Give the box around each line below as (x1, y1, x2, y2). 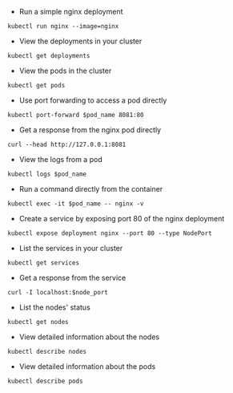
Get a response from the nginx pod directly (18, 125, 162, 135)
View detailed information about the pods (18, 362, 156, 371)
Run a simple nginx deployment (18, 7, 123, 16)
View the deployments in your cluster (18, 36, 143, 46)
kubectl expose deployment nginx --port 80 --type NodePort (7, 229, 213, 237)
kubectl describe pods (7, 377, 83, 385)
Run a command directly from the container (18, 184, 163, 193)
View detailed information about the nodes (18, 332, 160, 342)
